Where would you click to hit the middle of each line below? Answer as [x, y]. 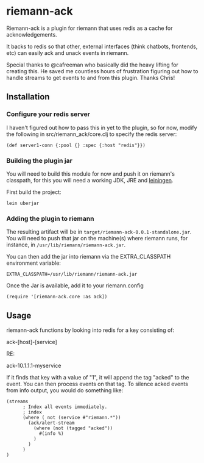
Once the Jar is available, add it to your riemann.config [75, 285]
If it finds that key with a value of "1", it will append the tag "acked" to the [98, 378]
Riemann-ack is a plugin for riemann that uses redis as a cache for [90, 28]
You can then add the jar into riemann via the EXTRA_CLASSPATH [89, 257]
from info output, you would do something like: [65, 390]
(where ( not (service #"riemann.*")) [72, 418]
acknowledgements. [32, 34]
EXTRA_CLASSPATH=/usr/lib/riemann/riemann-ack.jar [72, 275]
